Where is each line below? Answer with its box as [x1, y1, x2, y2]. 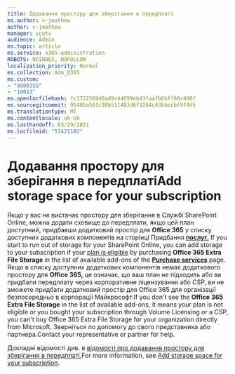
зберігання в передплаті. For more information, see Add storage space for [7, 352, 223, 360]
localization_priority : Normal [7, 62, 99, 69]
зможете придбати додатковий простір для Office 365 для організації [7, 286, 216, 294]
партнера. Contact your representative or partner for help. [7, 330, 175, 339]
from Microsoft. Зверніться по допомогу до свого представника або [7, 323, 211, 331]
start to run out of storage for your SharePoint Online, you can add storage [7, 241, 223, 249]
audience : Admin [7, 36, 55, 44]
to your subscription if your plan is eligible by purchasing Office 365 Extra [7, 248, 222, 257]
